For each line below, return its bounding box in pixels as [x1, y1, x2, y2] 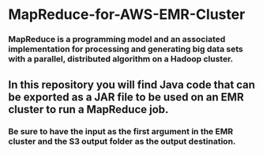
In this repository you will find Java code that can [8, 77, 255, 92]
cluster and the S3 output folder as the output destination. [8, 136, 236, 147]
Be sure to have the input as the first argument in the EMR [8, 126, 234, 137]
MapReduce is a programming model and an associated [8, 34, 226, 45]
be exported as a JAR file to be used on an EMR [8, 90, 244, 103]
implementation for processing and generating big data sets [8, 43, 243, 54]
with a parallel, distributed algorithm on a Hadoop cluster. [8, 54, 234, 65]
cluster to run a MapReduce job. [8, 103, 169, 116]
